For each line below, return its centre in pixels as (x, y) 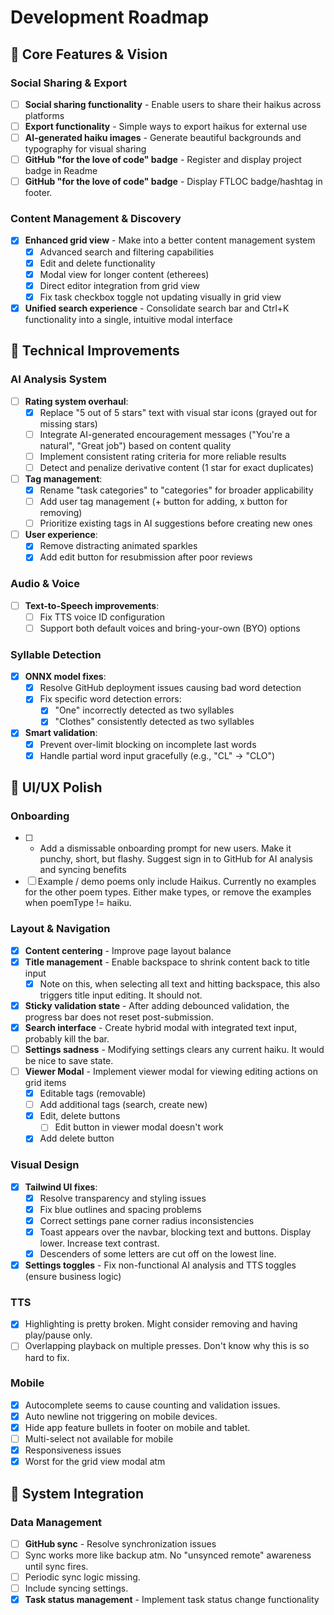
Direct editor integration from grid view (119, 285)
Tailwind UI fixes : (61, 1187)
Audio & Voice (45, 584)
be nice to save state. (69, 1060)
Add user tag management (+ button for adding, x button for (163, 502)
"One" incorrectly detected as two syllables (144, 710)
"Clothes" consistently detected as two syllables (154, 722)
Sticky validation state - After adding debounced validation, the (157, 1005)
